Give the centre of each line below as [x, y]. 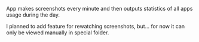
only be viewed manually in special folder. [58, 33]
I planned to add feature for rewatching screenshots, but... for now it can [96, 26]
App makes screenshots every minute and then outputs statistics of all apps [99, 9]
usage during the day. [33, 15]
